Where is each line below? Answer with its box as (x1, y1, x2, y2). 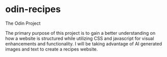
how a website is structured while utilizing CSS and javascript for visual (5, 35, 154, 41)
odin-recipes (5, 4, 61, 15)
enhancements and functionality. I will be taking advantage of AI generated (5, 40, 162, 46)
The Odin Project (5, 20, 41, 26)
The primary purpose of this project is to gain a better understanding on (5, 30, 156, 36)
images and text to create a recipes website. (5, 46, 98, 52)
